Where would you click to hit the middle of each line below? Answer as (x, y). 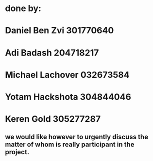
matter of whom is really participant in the (70, 144)
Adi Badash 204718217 (52, 52)
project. (17, 152)
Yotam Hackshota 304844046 (68, 97)
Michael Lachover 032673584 (67, 75)
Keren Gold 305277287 (53, 119)
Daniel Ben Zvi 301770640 (59, 31)
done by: (23, 8)
